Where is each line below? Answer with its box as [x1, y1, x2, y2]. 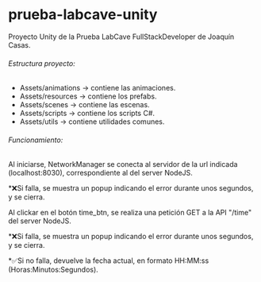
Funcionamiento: [8, 135, 63, 145]
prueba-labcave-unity [8, 6, 158, 24]
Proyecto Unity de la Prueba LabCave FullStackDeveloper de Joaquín [8, 32, 235, 41]
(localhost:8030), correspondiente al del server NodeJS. [8, 168, 193, 178]
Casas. [8, 40, 31, 49]
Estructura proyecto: [8, 58, 75, 68]
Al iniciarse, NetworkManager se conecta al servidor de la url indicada [8, 160, 238, 169]
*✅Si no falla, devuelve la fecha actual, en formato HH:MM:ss [8, 256, 209, 265]
